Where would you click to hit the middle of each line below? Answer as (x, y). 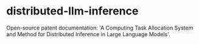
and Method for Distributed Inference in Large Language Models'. (88, 34)
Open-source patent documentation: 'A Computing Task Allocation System (100, 28)
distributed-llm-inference (72, 11)
